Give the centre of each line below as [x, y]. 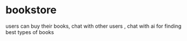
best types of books [30, 32]
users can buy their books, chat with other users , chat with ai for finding [93, 26]
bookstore [31, 10]
